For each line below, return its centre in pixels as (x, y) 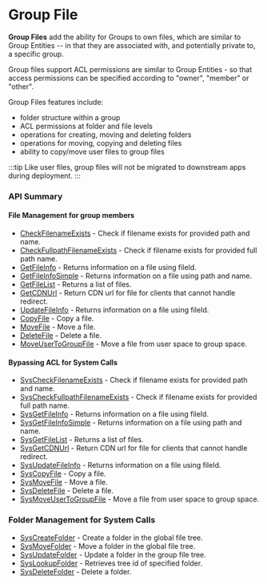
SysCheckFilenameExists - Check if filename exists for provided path (133, 380)
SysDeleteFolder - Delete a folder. (76, 571)
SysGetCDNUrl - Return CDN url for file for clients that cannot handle (133, 448)
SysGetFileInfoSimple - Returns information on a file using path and (131, 423)
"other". (21, 87)
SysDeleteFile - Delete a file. (67, 491)
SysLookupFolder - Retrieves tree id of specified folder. (111, 563)
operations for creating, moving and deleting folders (106, 135)
